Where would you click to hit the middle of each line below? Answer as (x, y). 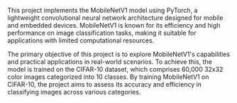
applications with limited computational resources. (81, 40)
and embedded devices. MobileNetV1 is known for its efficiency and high (114, 25)
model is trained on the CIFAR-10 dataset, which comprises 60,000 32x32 (115, 69)
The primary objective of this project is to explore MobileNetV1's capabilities (119, 54)
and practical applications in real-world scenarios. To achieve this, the (110, 62)
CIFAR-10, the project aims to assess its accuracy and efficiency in (105, 84)
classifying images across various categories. (74, 92)
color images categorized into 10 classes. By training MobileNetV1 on (108, 77)
